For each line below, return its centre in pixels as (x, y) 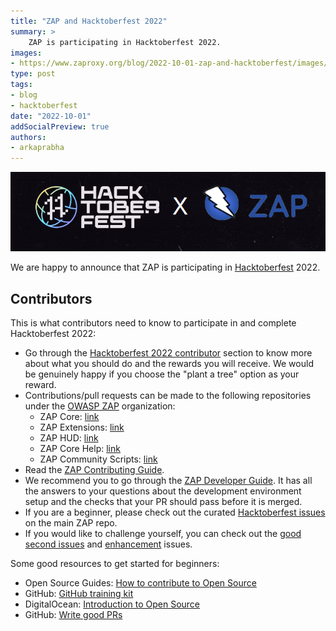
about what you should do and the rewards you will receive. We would (169, 363)
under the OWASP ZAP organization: (100, 406)
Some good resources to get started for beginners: (115, 563)
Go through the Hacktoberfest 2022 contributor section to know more (168, 352)
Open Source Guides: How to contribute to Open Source (140, 582)
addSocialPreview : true (60, 126)
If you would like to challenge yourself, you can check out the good (163, 533)
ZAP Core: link (69, 416)
